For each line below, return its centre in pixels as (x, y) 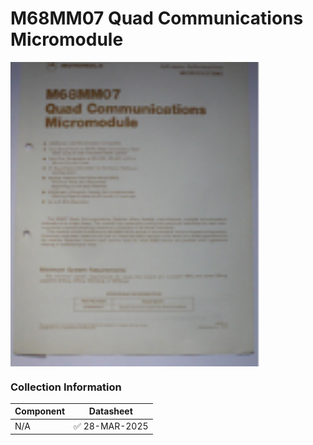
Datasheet (110, 411)
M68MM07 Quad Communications (157, 18)
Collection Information (66, 387)
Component (40, 411)
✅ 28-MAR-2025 (111, 426)
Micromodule (67, 39)
